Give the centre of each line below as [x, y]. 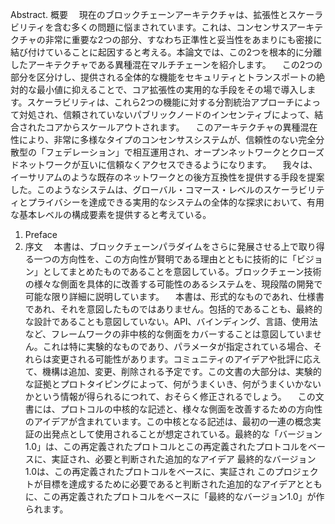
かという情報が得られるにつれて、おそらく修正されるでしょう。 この [170, 396]
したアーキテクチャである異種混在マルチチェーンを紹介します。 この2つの [166, 64]
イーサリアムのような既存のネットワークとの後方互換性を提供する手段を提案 [167, 177]
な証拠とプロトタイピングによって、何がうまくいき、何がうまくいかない [173, 384]
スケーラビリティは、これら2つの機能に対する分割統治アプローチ [160, 102]
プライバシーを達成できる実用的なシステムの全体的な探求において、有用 [176, 202]
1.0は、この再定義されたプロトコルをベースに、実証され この [149, 471]
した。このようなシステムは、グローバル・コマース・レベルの [137, 189]
